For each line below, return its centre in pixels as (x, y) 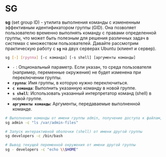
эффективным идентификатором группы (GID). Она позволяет (71, 27)
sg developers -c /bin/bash (34, 136)
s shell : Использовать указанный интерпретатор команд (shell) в (82, 93)
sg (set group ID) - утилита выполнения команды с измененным (73, 22)
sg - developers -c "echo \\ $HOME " (42, 150)
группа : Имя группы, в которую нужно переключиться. (70, 82)
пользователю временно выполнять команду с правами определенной (81, 33)
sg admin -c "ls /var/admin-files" (42, 122)
